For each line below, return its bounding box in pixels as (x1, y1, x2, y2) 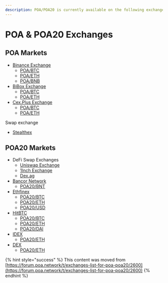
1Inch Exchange (19, 167, 52, 173)
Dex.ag (19, 173, 35, 179)
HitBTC (12, 210, 27, 216)
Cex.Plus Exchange (12, 99, 52, 105)
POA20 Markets (5, 143, 56, 152)
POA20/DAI (19, 226, 43, 232)
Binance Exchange (12, 62, 51, 68)
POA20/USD (19, 204, 46, 210)
